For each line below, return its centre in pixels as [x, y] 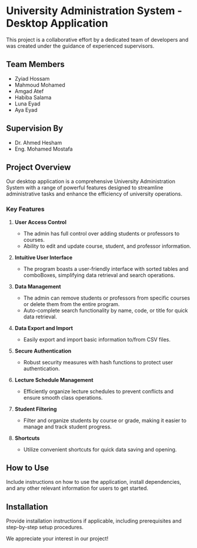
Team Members [35, 64]
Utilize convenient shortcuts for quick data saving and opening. [100, 449]
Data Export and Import [44, 328]
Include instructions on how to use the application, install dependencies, [94, 482]
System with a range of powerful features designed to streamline [85, 188]
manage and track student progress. [67, 426]
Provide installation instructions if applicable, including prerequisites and [94, 521]
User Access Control [40, 222]
